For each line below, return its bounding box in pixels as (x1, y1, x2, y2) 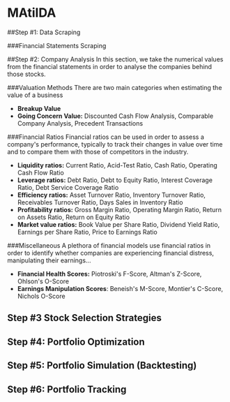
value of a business (7, 91, 63, 99)
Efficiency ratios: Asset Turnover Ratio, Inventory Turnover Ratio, (17, 191, 206, 199)
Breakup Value (17, 104, 61, 112)
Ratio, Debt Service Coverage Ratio (17, 183, 119, 191)
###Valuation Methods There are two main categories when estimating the (7, 83, 222, 91)
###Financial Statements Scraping (7, 41, 107, 50)
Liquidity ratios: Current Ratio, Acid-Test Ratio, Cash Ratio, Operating (17, 161, 217, 169)
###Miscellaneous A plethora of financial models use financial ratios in (7, 241, 211, 249)
